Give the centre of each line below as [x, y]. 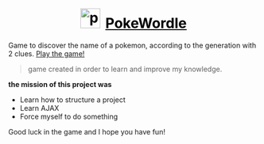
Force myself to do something [69, 116]
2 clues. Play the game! [47, 53]
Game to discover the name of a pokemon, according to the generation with [132, 45]
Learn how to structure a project [72, 100]
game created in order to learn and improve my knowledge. [125, 69]
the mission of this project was [60, 84]
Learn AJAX [39, 108]
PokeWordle [146, 23]
